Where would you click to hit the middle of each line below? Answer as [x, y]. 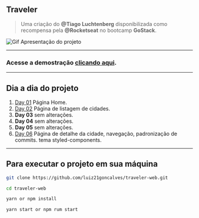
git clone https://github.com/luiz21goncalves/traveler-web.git [87, 178]
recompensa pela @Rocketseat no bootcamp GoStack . [89, 30]
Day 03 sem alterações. [44, 115]
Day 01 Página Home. [41, 102]
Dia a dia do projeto [42, 88]
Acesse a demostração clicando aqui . [61, 63]
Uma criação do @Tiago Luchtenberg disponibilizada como [94, 24]
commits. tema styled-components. [58, 140]
